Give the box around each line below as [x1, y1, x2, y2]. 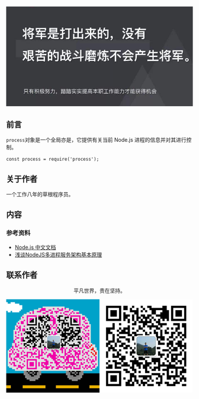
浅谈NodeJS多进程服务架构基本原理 [14, 251, 102, 258]
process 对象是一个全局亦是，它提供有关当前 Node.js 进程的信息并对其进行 [6, 136, 187, 143]
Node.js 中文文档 [14, 244, 56, 251]
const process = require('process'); [6, 157, 99, 162]
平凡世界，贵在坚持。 [73, 287, 126, 294]
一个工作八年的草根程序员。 [6, 191, 74, 198]
